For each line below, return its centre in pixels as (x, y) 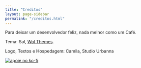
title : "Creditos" (24, 9)
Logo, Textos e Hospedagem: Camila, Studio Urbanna (59, 51)
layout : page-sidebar (27, 14)
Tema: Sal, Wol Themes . (29, 42)
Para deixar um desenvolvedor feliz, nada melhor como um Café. (71, 33)
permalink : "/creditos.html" (35, 18)
